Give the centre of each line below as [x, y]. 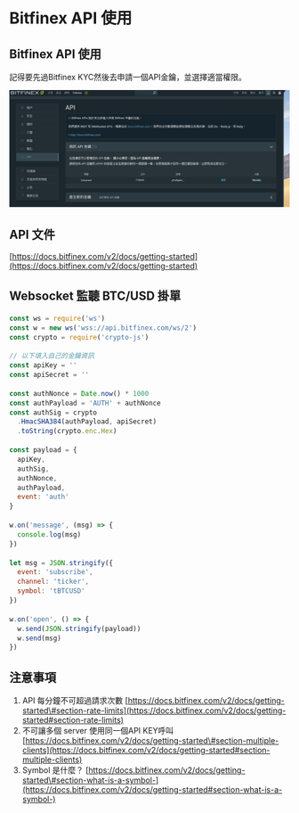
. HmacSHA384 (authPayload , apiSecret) [87, 422]
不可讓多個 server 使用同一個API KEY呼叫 [98, 731]
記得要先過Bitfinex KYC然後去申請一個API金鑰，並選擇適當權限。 [128, 77]
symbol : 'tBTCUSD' [52, 591]
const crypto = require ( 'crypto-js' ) [79, 337]
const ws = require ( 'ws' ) [57, 318]
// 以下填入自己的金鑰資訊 [52, 356]
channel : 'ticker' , [53, 582]
